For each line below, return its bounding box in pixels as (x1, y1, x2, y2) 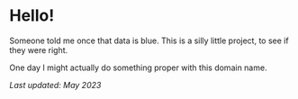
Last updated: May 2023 (9, 79, 102, 90)
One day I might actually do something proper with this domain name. (9, 62, 267, 73)
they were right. (9, 44, 68, 55)
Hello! (9, 5, 55, 26)
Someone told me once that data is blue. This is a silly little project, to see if (9, 35, 290, 46)
